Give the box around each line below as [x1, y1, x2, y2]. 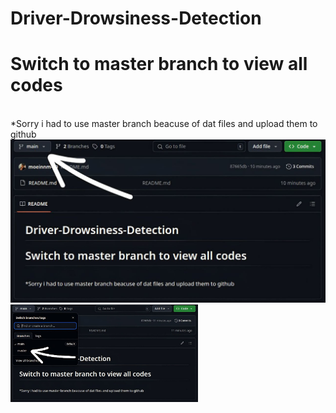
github [10, 128, 37, 141]
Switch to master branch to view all [10, 53, 308, 76]
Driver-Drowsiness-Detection [10, 7, 262, 30]
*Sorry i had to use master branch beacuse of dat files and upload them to [10, 118, 318, 130]
